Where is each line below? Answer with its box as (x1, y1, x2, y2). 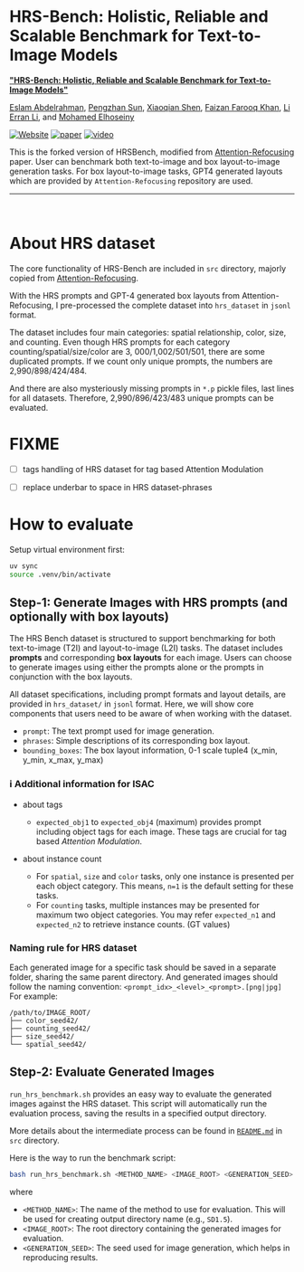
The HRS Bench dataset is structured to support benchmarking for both (9, 633, 276, 644)
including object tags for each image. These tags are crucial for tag (35, 826, 288, 837)
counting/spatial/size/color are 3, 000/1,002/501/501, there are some (9, 346, 265, 356)
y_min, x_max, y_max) (22, 755, 104, 765)
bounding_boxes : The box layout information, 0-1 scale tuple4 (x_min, (22, 745, 278, 756)
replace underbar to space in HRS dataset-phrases (22, 481, 213, 492)
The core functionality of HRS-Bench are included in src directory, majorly (9, 262, 287, 273)
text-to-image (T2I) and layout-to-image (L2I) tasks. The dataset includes (9, 642, 283, 653)
